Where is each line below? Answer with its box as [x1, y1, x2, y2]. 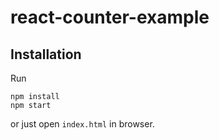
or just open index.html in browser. [10, 118, 155, 130]
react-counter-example [10, 6, 210, 29]
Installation [10, 46, 82, 63]
